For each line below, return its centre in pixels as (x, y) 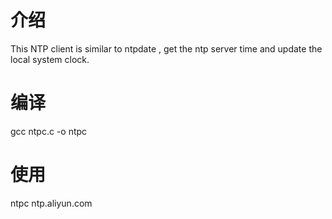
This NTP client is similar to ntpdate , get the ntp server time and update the (166, 48)
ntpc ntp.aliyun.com (51, 203)
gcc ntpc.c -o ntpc (49, 131)
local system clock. (50, 59)
